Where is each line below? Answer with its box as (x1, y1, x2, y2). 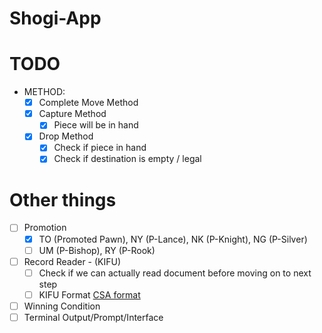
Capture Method (38, 108, 107, 120)
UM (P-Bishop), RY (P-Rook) (38, 244, 156, 256)
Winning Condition (23, 300, 101, 312)
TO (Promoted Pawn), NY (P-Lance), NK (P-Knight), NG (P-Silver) (38, 233, 308, 245)
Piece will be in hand (53, 119, 139, 131)
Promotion (23, 222, 67, 234)
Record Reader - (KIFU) (23, 255, 122, 267)
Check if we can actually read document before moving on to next (38, 267, 312, 279)
